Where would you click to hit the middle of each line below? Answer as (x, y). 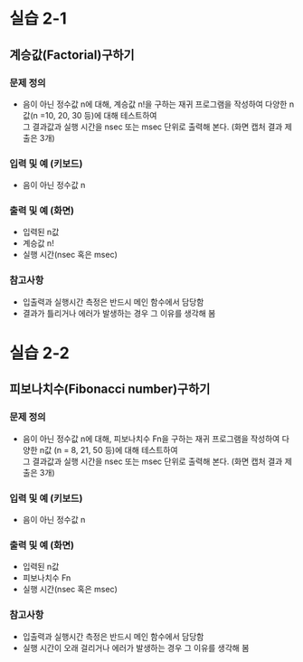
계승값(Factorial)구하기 (72, 55)
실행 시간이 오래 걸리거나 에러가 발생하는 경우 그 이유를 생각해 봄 (136, 648)
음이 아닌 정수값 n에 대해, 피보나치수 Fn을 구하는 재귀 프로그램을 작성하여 (151, 439)
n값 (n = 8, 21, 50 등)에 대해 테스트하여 (109, 449)
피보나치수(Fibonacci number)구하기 (110, 389)
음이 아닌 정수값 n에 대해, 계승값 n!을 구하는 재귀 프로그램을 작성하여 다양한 (155, 104)
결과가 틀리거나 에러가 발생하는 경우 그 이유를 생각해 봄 (119, 313)
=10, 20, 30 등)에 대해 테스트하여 (98, 115)
